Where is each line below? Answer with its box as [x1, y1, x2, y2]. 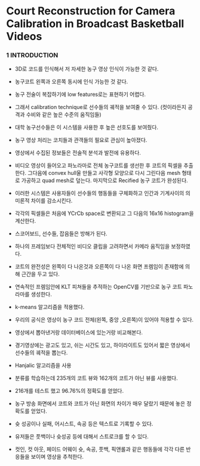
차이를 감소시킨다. [30, 197, 73, 204]
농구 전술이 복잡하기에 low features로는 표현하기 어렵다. [14, 91, 146, 98]
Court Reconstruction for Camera [6, 4, 176, 18]
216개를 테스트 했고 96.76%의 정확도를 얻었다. [14, 388, 124, 395]
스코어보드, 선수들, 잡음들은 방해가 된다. [14, 230, 107, 237]
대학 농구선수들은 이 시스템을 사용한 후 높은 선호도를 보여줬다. [14, 124, 159, 131]
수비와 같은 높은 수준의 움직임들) [26, 111, 101, 118]
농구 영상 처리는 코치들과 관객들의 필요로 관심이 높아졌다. [14, 137, 147, 144]
